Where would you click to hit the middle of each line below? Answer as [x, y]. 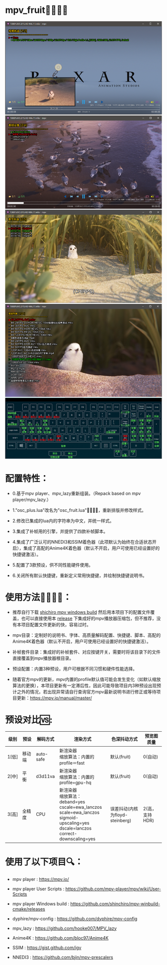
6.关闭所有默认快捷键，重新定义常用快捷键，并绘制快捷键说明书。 [80, 575]
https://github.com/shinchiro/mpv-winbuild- [115, 904]
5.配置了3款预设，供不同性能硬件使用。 [53, 565]
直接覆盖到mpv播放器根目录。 [43, 658]
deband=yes [72, 802]
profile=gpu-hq [75, 782]
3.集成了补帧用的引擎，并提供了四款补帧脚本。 [60, 531]
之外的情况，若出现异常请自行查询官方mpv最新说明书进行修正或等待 [86, 691]
